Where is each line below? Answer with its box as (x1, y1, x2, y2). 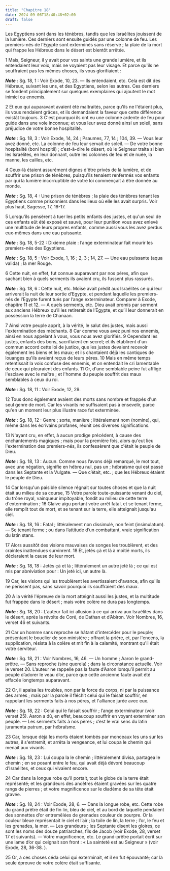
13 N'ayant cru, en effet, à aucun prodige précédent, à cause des (5, 432, 141, 439)
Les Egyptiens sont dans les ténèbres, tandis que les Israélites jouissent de (5, 31, 162, 37)
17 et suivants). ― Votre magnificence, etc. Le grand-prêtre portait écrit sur (5, 834, 163, 840)
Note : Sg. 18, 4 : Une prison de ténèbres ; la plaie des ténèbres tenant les (5, 193, 160, 199)
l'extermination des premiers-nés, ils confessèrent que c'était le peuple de (5, 443, 161, 449)
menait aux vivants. (5, 745, 46, 751)
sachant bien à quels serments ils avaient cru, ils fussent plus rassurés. (5, 276, 154, 282)
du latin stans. (5, 532, 35, 538)
